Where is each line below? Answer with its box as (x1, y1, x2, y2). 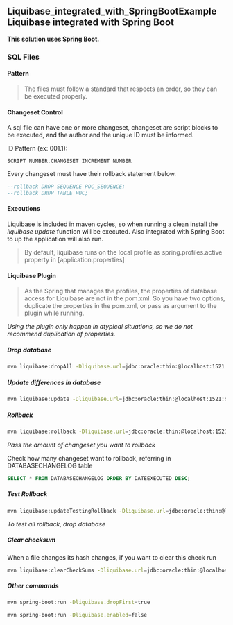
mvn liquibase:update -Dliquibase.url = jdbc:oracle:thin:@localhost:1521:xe (7, 395, 231, 403)
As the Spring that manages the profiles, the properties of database (24, 287, 218, 296)
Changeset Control (7, 108, 64, 117)
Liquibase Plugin (7, 271, 57, 280)
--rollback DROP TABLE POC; (7, 190, 89, 197)
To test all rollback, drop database (7, 520, 106, 528)
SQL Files (7, 52, 40, 62)
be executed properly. (24, 92, 88, 100)
